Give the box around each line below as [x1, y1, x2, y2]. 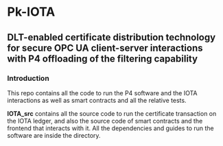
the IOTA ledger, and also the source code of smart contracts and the [7, 117, 203, 125]
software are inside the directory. [7, 131, 101, 139]
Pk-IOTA [7, 4, 56, 20]
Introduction [7, 73, 49, 83]
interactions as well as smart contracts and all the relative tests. [7, 96, 187, 104]
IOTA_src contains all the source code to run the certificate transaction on [7, 109, 217, 117]
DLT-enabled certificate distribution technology [7, 32, 216, 43]
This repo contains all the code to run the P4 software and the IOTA [7, 88, 198, 97]
